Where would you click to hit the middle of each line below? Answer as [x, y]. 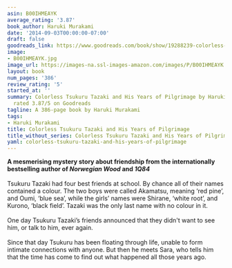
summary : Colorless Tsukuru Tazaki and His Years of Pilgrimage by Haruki [117, 97]
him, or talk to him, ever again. [50, 228]
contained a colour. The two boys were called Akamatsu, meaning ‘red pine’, [116, 191]
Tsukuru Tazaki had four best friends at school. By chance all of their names [116, 184]
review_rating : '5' [35, 84]
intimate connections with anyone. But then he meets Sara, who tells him [110, 250]
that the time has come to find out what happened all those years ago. [107, 257]
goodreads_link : [30, 46]
